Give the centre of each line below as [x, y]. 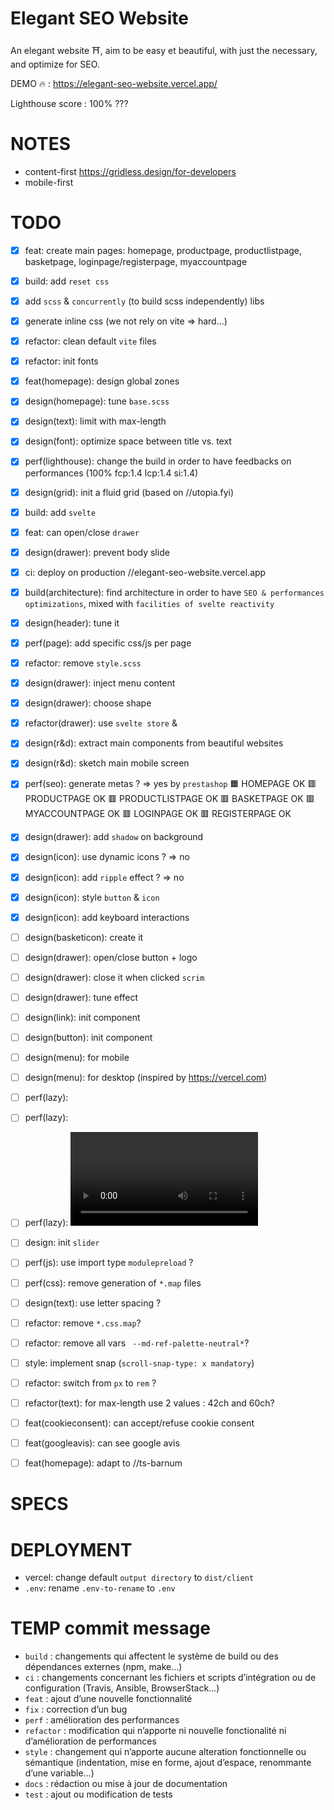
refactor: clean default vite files [90, 341]
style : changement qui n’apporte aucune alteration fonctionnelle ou [165, 1752]
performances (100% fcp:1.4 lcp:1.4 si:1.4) [111, 473]
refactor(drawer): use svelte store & [101, 723]
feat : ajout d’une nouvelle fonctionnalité [108, 1699]
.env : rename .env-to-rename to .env [100, 1588]
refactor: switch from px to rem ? [90, 1383]
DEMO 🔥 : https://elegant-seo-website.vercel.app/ [114, 83]
